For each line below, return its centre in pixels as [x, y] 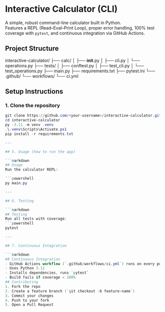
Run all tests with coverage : [36, 219]
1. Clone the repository [33, 106]
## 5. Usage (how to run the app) [41, 152]
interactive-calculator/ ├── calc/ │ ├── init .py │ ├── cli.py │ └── [72, 60]
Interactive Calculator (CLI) [61, 9]
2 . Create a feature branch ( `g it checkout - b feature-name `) [70, 291]
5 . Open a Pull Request [29, 305]
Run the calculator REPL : [31, 170]
